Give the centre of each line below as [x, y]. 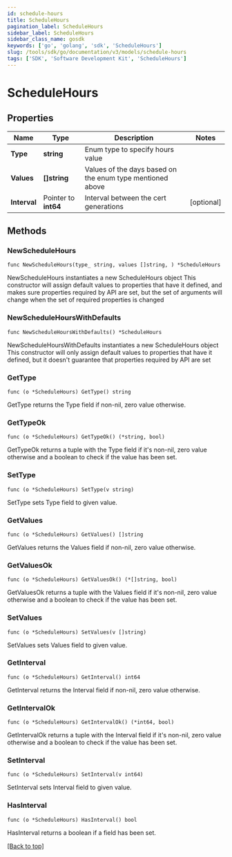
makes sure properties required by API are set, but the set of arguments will [115, 293]
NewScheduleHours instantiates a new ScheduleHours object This [102, 278]
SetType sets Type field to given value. [62, 502]
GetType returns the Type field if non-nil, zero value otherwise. [97, 405]
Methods [27, 231]
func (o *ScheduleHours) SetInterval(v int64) [75, 775]
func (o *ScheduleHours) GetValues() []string [75, 534]
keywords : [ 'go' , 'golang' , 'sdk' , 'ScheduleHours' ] [85, 46]
